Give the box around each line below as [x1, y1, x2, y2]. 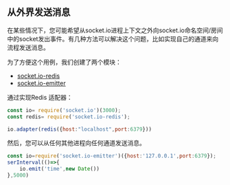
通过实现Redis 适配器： [7, 93, 73, 101]
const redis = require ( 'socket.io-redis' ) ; [7, 113, 130, 120]
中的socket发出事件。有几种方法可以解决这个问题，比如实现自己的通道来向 [7, 34, 218, 43]
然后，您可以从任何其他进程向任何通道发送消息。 [7, 139, 146, 147]
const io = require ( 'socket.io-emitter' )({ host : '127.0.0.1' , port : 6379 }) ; [7, 153, 216, 160]
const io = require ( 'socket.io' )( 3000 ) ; [7, 107, 122, 113]
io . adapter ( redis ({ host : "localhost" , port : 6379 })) [7, 126, 152, 133]
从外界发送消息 [7, 6, 71, 19]
